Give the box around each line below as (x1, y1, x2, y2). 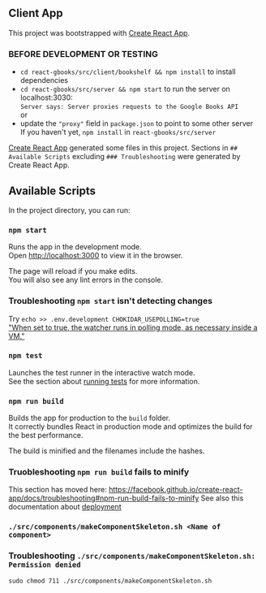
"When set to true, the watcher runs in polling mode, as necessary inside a (8, 322, 258, 332)
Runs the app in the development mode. (8, 242, 142, 252)
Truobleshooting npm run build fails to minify (8, 466, 189, 478)
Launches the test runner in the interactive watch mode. (8, 367, 196, 377)
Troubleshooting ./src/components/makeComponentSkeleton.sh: (8, 550, 255, 561)
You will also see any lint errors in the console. (8, 275, 164, 285)
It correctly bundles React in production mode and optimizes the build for (8, 422, 253, 431)
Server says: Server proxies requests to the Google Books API (19, 103, 239, 111)
